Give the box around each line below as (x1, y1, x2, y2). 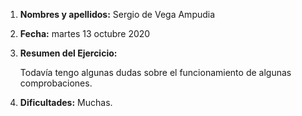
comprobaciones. (19, 77, 93, 89)
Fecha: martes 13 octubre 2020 (19, 28, 151, 39)
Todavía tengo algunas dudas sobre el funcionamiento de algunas (19, 67, 292, 78)
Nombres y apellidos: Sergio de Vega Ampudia (19, 9, 216, 20)
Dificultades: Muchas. (19, 97, 113, 108)
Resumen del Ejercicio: (19, 47, 118, 59)
